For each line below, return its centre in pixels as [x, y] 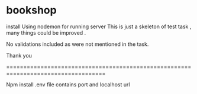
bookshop [32, 10]
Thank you [19, 55]
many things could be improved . [46, 32]
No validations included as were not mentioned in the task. [77, 44]
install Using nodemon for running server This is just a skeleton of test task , [99, 26]
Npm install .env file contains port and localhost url [68, 84]
